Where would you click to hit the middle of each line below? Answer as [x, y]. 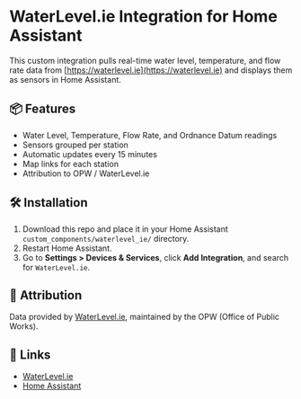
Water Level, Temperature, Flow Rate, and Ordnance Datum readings [150, 135]
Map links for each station [71, 164]
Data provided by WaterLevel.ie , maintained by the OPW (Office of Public [145, 317]
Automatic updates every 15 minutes [89, 154]
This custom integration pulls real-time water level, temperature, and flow [145, 60]
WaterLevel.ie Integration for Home [144, 17]
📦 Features [43, 109]
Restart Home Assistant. [67, 248]
